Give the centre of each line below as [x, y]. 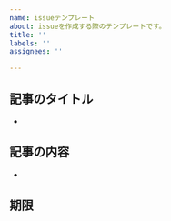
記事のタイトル [51, 99]
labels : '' [30, 43]
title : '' [28, 35]
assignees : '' [36, 52]
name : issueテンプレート [52, 18]
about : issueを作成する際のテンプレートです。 [88, 26]
